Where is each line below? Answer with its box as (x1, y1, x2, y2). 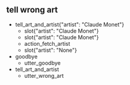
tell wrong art (6, 5, 58, 15)
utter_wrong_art (24, 72, 64, 79)
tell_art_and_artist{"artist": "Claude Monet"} (15, 20, 125, 28)
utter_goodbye (24, 59, 61, 66)
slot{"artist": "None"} (24, 46, 77, 54)
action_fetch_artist (24, 40, 70, 47)
